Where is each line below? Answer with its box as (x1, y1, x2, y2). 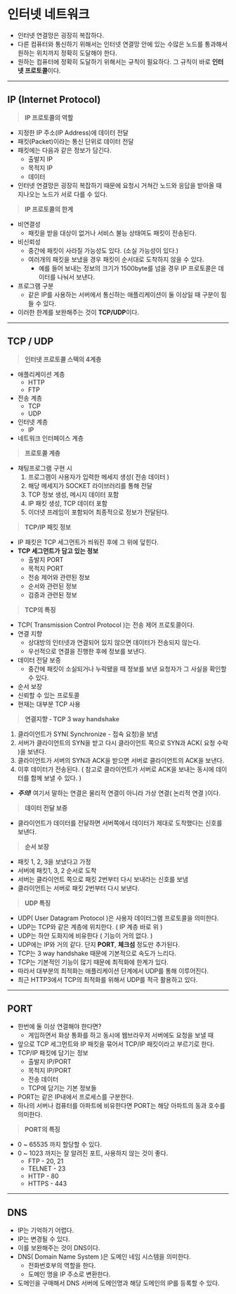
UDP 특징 (24, 899, 51, 907)
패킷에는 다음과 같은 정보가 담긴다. (17, 146, 112, 154)
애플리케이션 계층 (17, 370, 65, 378)
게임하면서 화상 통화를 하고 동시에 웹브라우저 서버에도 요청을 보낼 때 (27, 1031, 214, 1040)
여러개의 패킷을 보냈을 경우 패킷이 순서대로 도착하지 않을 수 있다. (27, 255, 204, 263)
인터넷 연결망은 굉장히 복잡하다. (17, 31, 104, 39)
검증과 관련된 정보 (27, 590, 77, 599)
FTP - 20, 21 (27, 1157, 64, 1166)
